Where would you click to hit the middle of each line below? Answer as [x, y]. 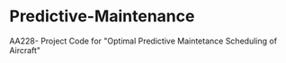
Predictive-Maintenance [102, 16]
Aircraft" [25, 50]
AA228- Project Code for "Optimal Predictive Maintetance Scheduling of [143, 41]
